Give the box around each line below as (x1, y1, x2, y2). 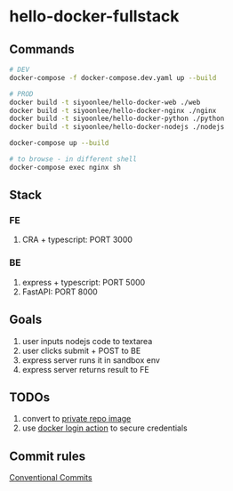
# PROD (9, 89, 34, 99)
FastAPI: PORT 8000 (21, 286, 98, 297)
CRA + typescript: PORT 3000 (21, 234, 133, 245)
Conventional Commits (9, 472, 92, 483)
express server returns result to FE (21, 364, 149, 374)
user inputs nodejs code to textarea (21, 335, 153, 346)
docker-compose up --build (9, 139, 109, 148)
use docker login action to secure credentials (21, 423, 189, 433)
